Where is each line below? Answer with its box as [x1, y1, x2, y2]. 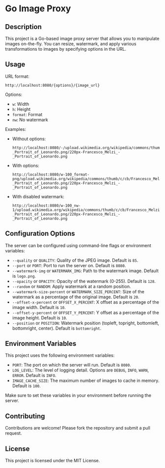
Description [5, 23, 42, 31]
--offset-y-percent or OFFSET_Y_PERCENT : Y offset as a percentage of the [12, 310, 160, 315]
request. [5, 430, 22, 436]
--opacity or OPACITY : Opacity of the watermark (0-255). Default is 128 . [12, 278, 156, 284]
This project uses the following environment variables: [5, 352, 115, 358]
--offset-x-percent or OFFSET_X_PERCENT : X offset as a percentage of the [12, 299, 160, 305]
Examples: [5, 126, 26, 132]
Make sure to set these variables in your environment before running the [5, 392, 151, 399]
